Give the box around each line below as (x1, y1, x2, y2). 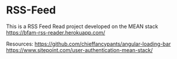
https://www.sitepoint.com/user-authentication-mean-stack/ (6, 46, 153, 53)
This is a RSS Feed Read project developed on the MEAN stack (6, 23, 159, 30)
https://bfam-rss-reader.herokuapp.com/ (6, 29, 106, 36)
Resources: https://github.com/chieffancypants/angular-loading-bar (6, 40, 171, 47)
